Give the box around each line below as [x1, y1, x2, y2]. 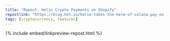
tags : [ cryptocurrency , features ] [5, 16, 78, 21]
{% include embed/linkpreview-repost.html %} [5, 30, 103, 36]
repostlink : [5, 12, 30, 17]
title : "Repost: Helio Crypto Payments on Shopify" [5, 7, 116, 12]
